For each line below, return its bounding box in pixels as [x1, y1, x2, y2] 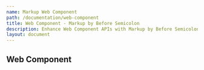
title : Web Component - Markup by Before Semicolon [6, 20, 140, 26]
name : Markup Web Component [6, 9, 78, 15]
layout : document [6, 32, 50, 38]
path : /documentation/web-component [6, 15, 99, 21]
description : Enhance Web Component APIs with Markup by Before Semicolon [6, 26, 200, 32]
